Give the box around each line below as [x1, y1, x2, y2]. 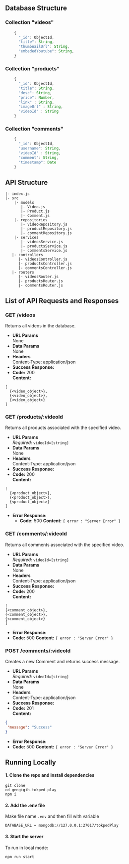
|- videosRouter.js [18, 274, 59, 280]
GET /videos [5, 311, 36, 318]
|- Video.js [20, 204, 46, 210]
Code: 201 [12, 705, 34, 711]
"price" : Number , [18, 95, 55, 100]
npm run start [5, 854, 35, 859]
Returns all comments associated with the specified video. [5, 542, 125, 548]
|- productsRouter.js [18, 279, 64, 284]
